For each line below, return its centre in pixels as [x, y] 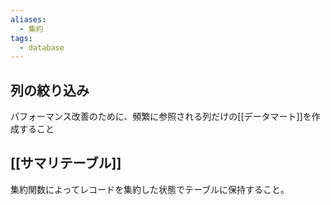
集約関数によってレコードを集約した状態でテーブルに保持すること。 [150, 189]
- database [42, 47]
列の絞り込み [50, 90]
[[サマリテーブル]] [66, 163]
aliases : [28, 19]
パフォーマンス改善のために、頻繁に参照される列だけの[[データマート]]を [161, 117]
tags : [21, 38]
